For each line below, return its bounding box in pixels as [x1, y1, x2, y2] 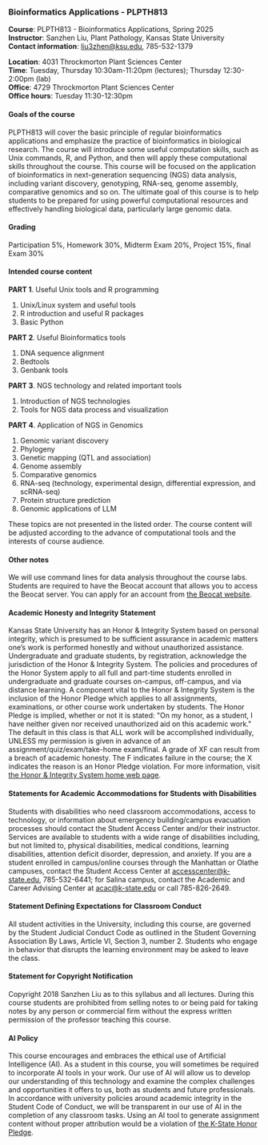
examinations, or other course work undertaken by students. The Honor [8, 702, 245, 712]
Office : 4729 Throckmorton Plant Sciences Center [8, 82, 174, 92]
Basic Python [19, 317, 64, 327]
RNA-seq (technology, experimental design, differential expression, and [19, 478, 256, 488]
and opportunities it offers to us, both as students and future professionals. [8, 1085, 256, 1095]
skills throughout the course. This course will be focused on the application [8, 161, 256, 171]
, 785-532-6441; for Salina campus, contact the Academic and [38, 874, 246, 884]
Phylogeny [19, 444, 56, 454]
